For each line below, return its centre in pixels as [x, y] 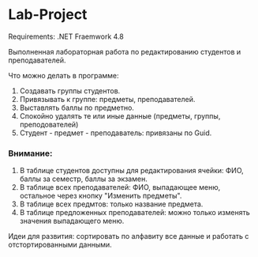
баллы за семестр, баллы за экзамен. [83, 179]
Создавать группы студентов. [70, 91]
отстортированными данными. [60, 245]
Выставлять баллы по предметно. [77, 108]
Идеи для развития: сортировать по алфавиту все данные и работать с [129, 236]
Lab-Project [48, 15]
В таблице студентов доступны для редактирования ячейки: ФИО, [132, 171]
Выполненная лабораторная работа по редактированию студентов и [125, 51]
